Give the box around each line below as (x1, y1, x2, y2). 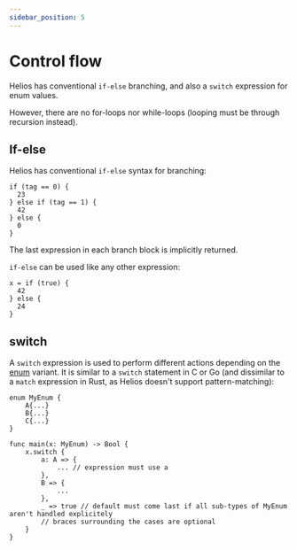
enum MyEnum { (9, 393, 62, 403)
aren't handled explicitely (9, 510, 113, 519)
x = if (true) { (9, 279, 69, 288)
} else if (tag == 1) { (9, 198, 98, 207)
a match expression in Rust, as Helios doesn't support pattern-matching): (9, 376, 275, 387)
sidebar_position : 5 (9, 12, 86, 22)
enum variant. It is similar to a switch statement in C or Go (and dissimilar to (9, 367, 285, 377)
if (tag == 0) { (9, 182, 69, 191)
